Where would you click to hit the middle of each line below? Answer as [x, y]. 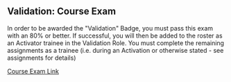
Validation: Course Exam [62, 11]
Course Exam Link [33, 71]
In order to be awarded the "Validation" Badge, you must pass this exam [110, 28]
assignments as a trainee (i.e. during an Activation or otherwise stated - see [115, 50]
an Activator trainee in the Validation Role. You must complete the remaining [115, 43]
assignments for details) [42, 58]
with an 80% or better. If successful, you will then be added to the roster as [115, 35]
